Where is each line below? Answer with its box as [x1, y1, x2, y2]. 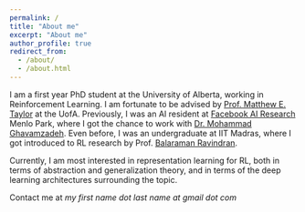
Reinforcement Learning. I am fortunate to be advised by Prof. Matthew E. [9, 98, 287, 109]
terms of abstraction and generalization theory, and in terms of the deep [9, 165, 281, 176]
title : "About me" [9, 22, 79, 31]
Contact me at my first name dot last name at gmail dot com [9, 192, 237, 203]
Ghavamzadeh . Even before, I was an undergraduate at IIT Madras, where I [9, 127, 292, 138]
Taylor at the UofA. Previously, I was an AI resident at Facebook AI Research [9, 108, 296, 119]
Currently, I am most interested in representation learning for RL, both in [9, 155, 280, 166]
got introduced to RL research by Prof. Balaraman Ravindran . [9, 137, 238, 148]
